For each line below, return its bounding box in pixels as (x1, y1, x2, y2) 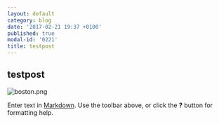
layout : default (7, 10, 55, 18)
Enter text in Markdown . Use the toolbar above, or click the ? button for (7, 101, 213, 109)
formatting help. (7, 108, 54, 116)
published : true (7, 29, 55, 37)
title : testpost (7, 43, 55, 50)
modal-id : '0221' (7, 36, 58, 43)
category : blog (7, 17, 52, 24)
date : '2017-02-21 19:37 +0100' (7, 23, 102, 30)
